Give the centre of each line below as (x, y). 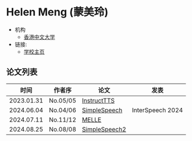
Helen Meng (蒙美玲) (57, 12)
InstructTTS (98, 100)
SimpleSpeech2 (104, 129)
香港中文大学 (39, 37)
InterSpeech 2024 (157, 110)
